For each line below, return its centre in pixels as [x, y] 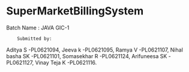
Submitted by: [34, 38]
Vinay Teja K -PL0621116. [66, 62]
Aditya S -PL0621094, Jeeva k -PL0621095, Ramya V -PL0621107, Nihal [94, 50]
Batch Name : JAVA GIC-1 [38, 28]
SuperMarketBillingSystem [75, 11]
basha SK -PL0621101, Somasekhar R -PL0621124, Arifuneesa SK [87, 56]
